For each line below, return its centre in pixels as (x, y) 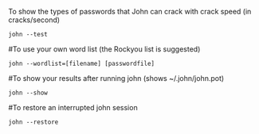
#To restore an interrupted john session (73, 107)
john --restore (33, 122)
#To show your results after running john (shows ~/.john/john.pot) (116, 78)
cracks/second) (34, 20)
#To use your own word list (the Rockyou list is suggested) (104, 49)
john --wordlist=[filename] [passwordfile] (82, 63)
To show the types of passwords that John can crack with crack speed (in (130, 11)
